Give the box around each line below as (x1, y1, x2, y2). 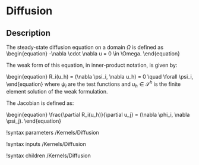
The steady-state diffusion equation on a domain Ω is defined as (6, 43, 164, 51)
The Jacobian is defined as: (6, 99, 74, 107)
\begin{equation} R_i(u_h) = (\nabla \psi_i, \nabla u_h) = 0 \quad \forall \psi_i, (6, 73, 194, 80)
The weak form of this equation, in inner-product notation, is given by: (6, 61, 178, 69)
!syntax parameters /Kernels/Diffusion (6, 129, 99, 136)
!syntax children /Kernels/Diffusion (6, 152, 91, 159)
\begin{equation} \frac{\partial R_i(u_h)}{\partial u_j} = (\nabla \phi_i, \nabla (6, 111, 190, 119)
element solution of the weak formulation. (6, 88, 108, 95)
